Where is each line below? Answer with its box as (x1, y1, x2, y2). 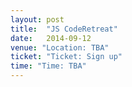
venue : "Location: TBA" (10, 42, 110, 53)
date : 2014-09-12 (10, 33, 92, 43)
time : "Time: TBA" (10, 61, 87, 71)
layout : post (10, 14, 65, 25)
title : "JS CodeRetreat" (10, 24, 118, 34)
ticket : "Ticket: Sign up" (10, 52, 123, 62)
